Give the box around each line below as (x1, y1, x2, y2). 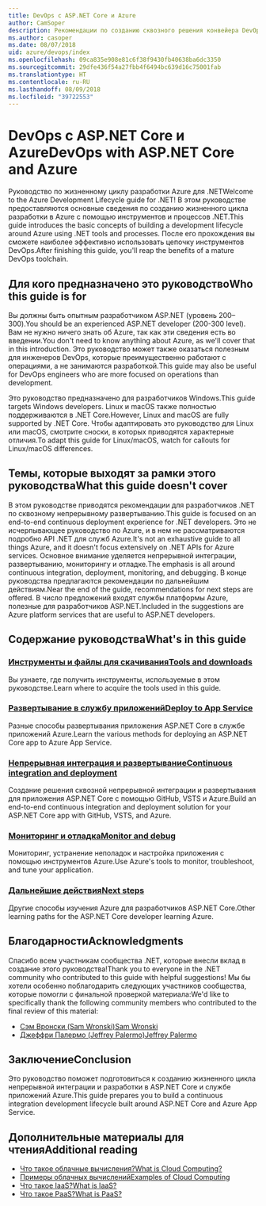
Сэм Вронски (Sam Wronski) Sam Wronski (19, 1021, 158, 1031)
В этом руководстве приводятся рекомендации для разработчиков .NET (8, 500, 255, 510)
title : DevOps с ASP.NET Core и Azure (8, 11, 136, 20)
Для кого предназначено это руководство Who (8, 277, 253, 290)
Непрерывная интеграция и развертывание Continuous (8, 757, 233, 768)
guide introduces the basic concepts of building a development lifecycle (8, 220, 244, 230)
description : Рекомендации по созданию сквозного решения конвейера (8, 26, 239, 34)
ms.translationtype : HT (8, 71, 87, 78)
